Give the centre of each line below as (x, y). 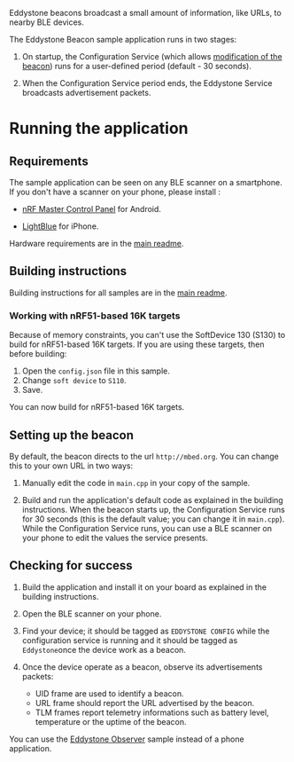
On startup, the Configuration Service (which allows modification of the (152, 56)
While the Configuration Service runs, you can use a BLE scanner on (147, 528)
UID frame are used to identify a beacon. (109, 693)
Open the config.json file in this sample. (96, 371)
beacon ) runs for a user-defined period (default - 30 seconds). (137, 66)
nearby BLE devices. (46, 22)
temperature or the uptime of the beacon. (111, 721)
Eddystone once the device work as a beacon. (104, 649)
